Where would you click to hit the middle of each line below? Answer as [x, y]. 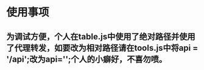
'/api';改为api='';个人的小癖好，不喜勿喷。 [87, 59]
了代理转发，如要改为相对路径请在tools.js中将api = [102, 48]
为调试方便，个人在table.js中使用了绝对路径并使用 [101, 37]
